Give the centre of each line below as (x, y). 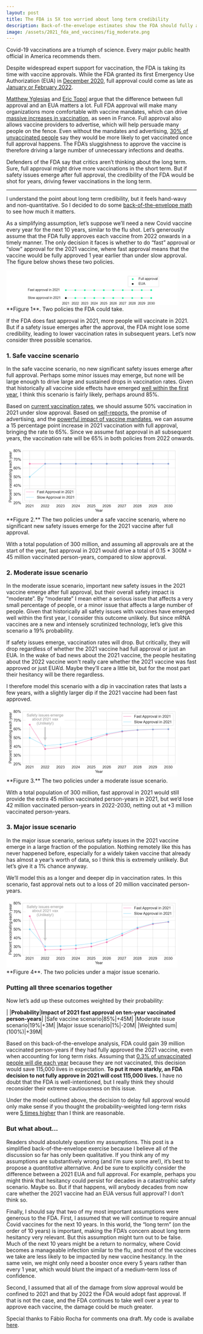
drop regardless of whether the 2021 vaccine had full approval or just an (96, 649)
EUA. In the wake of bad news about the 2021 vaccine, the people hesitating (101, 656)
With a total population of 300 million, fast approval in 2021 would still (93, 792)
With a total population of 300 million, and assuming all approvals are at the (100, 544)
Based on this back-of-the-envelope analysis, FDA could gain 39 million (96, 1044)
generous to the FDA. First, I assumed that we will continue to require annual (101, 1218)
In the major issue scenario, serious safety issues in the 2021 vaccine (93, 840)
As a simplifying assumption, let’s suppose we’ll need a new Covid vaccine (99, 223)
